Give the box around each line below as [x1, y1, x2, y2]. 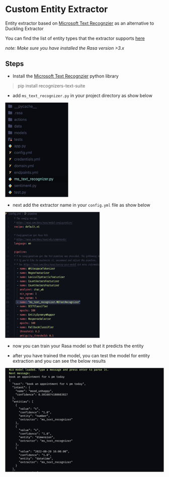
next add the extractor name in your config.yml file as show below [12, 202, 151, 208]
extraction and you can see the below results [12, 358, 106, 364]
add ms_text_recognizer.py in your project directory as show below [12, 92, 152, 99]
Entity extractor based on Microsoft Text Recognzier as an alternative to [5, 20, 154, 26]
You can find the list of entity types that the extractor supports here [5, 35, 145, 41]
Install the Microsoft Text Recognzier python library [12, 73, 119, 79]
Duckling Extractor [5, 25, 44, 31]
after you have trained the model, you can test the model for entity [12, 352, 150, 358]
